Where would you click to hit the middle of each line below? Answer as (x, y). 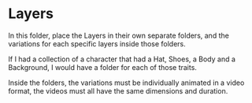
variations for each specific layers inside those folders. (97, 43)
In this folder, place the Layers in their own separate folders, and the (119, 35)
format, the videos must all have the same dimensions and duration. (118, 90)
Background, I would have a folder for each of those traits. (102, 67)
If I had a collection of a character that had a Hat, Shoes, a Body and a (122, 59)
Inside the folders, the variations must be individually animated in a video (126, 83)
